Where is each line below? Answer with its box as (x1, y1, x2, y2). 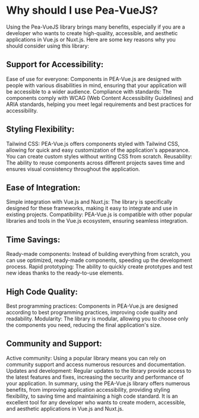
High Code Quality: (6, 286, 78, 297)
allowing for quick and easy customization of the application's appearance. (6, 146, 190, 154)
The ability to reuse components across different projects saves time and (6, 159, 185, 166)
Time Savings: (6, 235, 61, 245)
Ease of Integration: (6, 182, 81, 192)
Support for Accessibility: (6, 60, 104, 70)
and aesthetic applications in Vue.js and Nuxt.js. (6, 405, 124, 412)
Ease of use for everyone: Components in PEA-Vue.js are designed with (6, 75, 182, 82)
